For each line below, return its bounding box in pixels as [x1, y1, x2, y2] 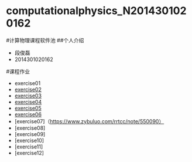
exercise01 [14, 79, 41, 86]
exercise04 [14, 98, 42, 105]
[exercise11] [14, 143, 43, 150]
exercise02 [14, 86, 42, 93]
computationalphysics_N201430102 [6, 4, 187, 18]
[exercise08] [14, 124, 46, 131]
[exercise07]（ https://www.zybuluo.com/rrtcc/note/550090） [14, 117, 164, 124]
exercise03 [14, 92, 42, 99]
